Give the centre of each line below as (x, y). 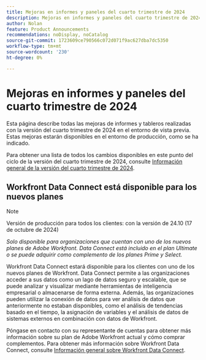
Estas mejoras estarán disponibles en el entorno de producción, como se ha (102, 136)
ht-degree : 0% (25, 58)
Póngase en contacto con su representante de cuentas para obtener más (99, 331)
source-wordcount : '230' (38, 52)
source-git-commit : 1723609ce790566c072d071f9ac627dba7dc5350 (87, 40)
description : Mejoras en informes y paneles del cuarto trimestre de (97, 18)
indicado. (18, 143)
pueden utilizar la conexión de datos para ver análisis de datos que (91, 299)
